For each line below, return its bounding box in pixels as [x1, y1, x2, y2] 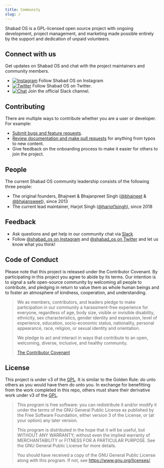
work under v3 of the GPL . [5, 392, 59, 398]
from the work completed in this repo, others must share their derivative [5, 387, 150, 393]
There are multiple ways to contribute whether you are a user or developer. [5, 116, 157, 121]
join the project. [12, 151, 44, 157]
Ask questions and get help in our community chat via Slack [12, 231, 133, 236]
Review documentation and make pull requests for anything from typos [12, 136, 156, 142]
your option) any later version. [17, 417, 78, 423]
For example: [5, 121, 32, 127]
